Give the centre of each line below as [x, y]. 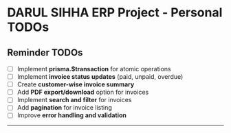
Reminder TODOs [45, 52]
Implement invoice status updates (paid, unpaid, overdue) [100, 77]
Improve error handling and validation [72, 115]
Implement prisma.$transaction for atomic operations [94, 69]
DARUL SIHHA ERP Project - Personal [115, 13]
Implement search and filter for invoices [74, 100]
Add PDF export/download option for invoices [83, 92]
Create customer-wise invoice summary [76, 84]
